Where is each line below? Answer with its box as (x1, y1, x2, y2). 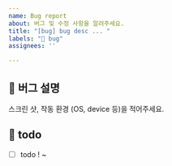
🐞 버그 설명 (8, 81, 61, 95)
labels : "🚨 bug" (8, 34, 63, 43)
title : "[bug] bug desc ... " (8, 27, 111, 35)
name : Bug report (8, 11, 67, 20)
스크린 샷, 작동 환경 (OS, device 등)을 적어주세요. (8, 104, 165, 113)
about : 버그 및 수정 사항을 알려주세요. (8, 19, 125, 28)
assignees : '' (8, 42, 57, 50)
